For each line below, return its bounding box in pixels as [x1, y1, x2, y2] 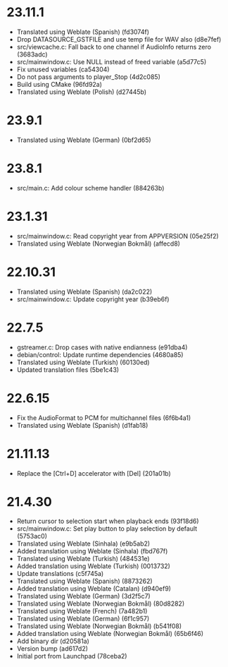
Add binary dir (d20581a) [16, 637, 89, 646]
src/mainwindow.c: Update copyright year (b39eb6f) [16, 294, 170, 304]
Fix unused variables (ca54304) [16, 65, 110, 73]
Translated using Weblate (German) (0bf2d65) [16, 136, 152, 144]
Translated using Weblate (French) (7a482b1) [16, 607, 148, 615]
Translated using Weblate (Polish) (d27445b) [16, 88, 147, 96]
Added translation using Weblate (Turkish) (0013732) [16, 562, 170, 570]
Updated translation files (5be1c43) [16, 365, 120, 374]
